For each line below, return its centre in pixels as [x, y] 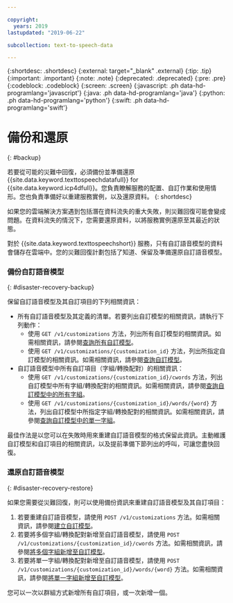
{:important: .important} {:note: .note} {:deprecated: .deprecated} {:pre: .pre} [116, 78]
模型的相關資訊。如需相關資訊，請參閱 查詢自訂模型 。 [110, 360]
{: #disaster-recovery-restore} [50, 488]
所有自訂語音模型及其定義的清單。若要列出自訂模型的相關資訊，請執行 [118, 316]
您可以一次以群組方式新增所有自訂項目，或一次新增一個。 [89, 592]
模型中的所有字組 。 [61, 394]
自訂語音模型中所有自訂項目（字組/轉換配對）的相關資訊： [100, 368]
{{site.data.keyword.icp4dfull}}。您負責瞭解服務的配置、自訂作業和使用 [109, 188]
